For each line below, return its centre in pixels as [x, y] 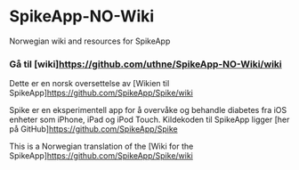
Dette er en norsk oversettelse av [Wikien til [89, 84]
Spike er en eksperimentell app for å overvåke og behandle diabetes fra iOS [148, 110]
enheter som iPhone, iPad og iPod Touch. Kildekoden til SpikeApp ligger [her [149, 120]
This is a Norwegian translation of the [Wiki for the [101, 146]
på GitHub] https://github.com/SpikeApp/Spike [93, 129]
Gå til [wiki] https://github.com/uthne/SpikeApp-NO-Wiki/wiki [145, 64]
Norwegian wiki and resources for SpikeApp [90, 41]
